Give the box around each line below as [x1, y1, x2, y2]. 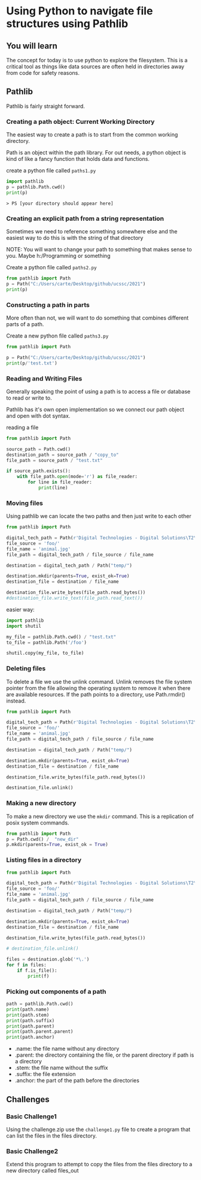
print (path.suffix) [6, 1017, 55, 1024]
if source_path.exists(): [6, 468, 71, 474]
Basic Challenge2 [6, 1147, 59, 1155]
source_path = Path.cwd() [6, 446, 71, 452]
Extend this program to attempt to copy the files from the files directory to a [6, 1161, 193, 1168]
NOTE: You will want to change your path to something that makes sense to [6, 246, 193, 253]
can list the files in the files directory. [6, 1132, 98, 1139]
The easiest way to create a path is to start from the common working [6, 131, 178, 138]
